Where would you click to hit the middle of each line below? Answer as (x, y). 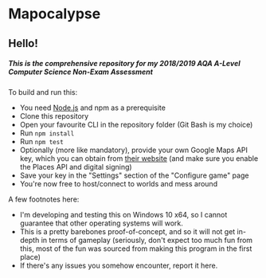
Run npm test (41, 141)
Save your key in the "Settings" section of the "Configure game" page (134, 175)
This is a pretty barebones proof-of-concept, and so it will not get (127, 231)
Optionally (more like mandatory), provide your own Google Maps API (134, 150)
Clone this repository (54, 116)
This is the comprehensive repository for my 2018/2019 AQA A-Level (124, 64)
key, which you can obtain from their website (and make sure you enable (139, 158)
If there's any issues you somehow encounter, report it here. (119, 265)
